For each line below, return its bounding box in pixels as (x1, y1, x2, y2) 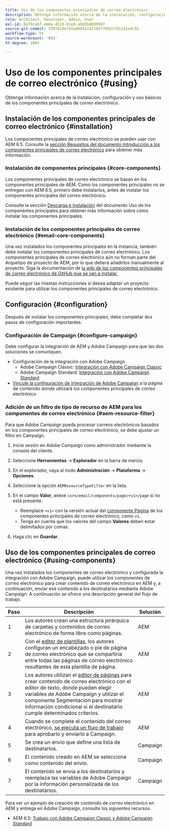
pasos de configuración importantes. (5, 319, 82, 325)
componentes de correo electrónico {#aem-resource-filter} (5, 410, 155, 417)
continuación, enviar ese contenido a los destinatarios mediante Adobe (5, 585, 153, 592)
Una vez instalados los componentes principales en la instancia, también (5, 244, 157, 250)
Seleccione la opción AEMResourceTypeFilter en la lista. (12, 482, 127, 489)
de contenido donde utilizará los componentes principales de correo (12, 386, 155, 392)
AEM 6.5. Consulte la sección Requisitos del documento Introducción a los (5, 141, 160, 147)
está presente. (12, 498, 43, 504)
